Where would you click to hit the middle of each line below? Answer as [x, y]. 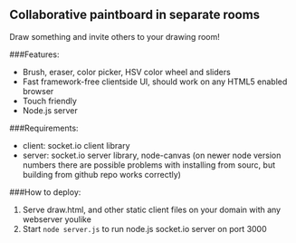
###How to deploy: [45, 192]
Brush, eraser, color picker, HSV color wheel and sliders [126, 72]
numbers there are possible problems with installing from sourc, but [149, 165]
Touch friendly [49, 101]
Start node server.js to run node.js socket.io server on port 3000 [144, 228]
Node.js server [50, 110]
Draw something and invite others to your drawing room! [115, 36]
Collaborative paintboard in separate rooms [135, 15]
